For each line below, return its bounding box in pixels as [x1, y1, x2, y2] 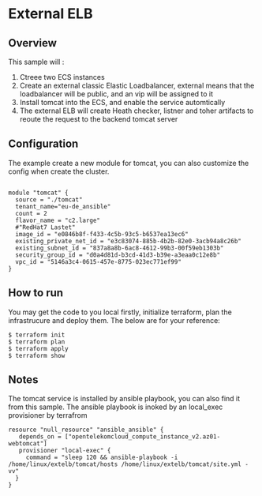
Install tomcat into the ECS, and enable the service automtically [19, 98, 226, 107]
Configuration [8, 137, 79, 151]
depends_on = [18, 433, 62, 441]
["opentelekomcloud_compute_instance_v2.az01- [64, 433, 221, 441]
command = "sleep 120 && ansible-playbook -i [25, 453, 178, 462]
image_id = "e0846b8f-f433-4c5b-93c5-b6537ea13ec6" [15, 230, 189, 238]
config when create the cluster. [8, 167, 110, 176]
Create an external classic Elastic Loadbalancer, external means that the [19, 81, 255, 90]
